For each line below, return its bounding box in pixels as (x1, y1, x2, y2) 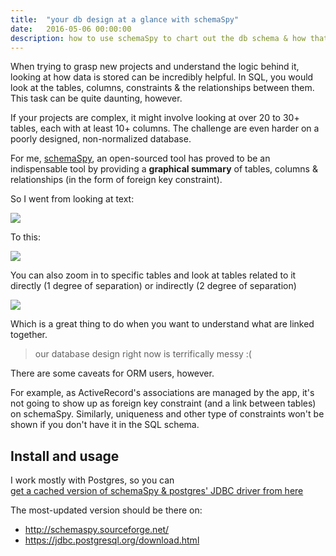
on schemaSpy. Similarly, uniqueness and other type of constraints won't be (10, 408, 325, 420)
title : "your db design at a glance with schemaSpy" (10, 14, 240, 25)
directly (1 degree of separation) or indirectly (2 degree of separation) (10, 280, 297, 292)
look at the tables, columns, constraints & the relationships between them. (10, 82, 315, 94)
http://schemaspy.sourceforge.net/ (24, 524, 170, 536)
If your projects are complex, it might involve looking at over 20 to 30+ (10, 112, 300, 124)
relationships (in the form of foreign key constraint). (10, 174, 223, 186)
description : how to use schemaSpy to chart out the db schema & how (10, 33, 307, 43)
